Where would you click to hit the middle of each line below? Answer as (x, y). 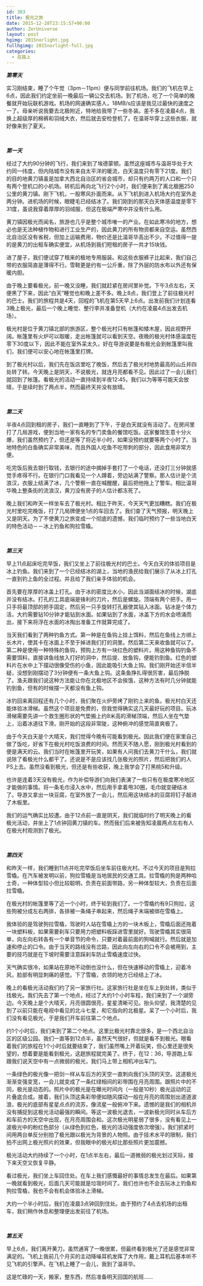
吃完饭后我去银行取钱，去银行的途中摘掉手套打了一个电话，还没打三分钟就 (99, 467)
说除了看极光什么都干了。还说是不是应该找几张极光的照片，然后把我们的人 (99, 759)
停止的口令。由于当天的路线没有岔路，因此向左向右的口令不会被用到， (104, 946)
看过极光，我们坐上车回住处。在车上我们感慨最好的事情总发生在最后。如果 (99, 1175)
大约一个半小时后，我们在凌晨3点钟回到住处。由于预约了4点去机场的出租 (97, 1204)
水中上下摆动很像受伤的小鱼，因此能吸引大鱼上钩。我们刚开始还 (101, 665)
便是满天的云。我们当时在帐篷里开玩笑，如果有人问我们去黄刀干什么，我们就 (101, 751)
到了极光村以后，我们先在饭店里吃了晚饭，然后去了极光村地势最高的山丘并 (99, 364)
